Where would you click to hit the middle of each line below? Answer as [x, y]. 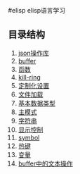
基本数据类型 [36, 103]
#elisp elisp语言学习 [37, 10]
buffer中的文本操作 [45, 163]
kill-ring [29, 77]
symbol [29, 137]
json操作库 [34, 53]
